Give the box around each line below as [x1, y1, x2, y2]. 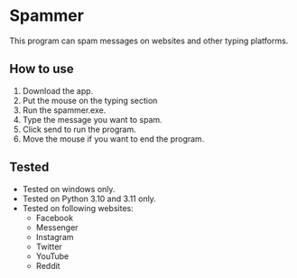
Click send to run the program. [22, 124, 137, 134]
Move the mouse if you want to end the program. [22, 133, 205, 144]
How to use [9, 61, 74, 77]
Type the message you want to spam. [22, 114, 162, 125]
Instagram [35, 231, 74, 242]
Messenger [35, 222, 79, 233]
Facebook [35, 212, 74, 223]
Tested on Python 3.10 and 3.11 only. [22, 193, 156, 204]
